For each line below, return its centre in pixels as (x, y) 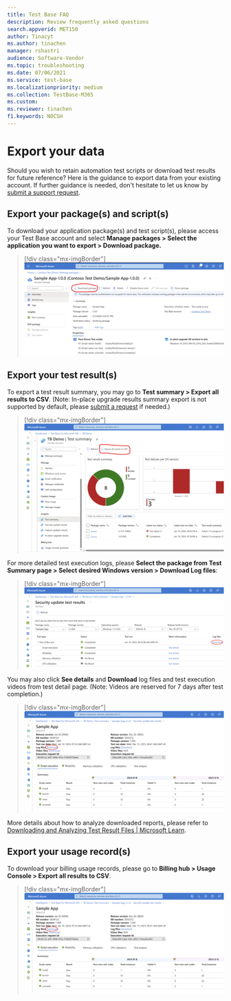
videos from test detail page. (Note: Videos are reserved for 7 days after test (115, 687)
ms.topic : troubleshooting (46, 65)
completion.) (25, 694)
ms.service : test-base (40, 80)
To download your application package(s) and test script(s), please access (113, 230)
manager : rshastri (33, 51)
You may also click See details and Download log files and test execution (111, 680)
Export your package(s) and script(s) (88, 214)
